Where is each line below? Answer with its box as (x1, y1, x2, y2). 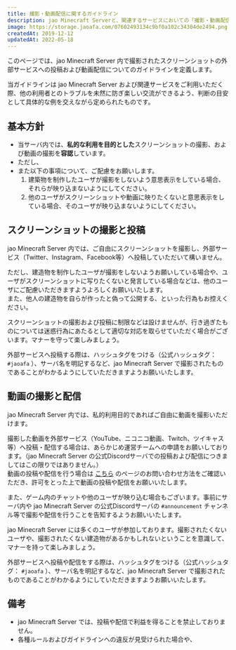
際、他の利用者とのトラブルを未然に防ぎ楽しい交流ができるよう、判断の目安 (7, 89, 229, 98)
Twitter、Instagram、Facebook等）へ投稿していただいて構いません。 (25, 253, 226, 261)
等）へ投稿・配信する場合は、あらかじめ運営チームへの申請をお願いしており (7, 443, 228, 451)
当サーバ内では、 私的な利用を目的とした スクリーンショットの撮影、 (17, 140, 214, 148)
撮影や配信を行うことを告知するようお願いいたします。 (25, 510, 185, 519)
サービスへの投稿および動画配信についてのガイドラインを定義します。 (13, 65, 216, 74)
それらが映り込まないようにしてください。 (27, 184, 151, 192)
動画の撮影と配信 (7, 390, 81, 402)
